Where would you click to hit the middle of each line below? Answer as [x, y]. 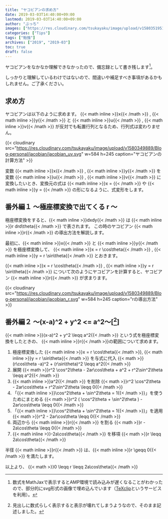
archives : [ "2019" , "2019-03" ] [38, 43]
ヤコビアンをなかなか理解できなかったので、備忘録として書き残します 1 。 [80, 67]
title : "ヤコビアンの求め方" [32, 10]
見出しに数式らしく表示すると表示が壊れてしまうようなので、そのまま [84, 505]
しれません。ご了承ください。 [36, 84]
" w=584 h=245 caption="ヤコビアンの [121, 154]
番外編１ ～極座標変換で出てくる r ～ [61, 207]
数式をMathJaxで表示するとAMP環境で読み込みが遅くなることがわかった [87, 482]
